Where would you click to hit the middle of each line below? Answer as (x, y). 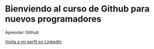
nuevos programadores (53, 19)
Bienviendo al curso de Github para (77, 9)
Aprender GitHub (22, 32)
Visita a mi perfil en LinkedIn (33, 41)
